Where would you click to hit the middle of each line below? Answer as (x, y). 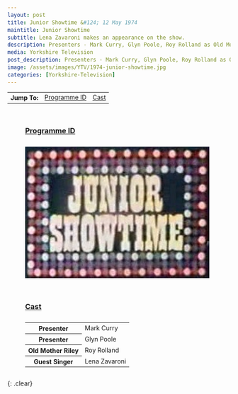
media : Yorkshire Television (50, 52)
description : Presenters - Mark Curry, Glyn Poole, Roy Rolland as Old (115, 45)
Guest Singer (53, 361)
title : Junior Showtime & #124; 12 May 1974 (73, 22)
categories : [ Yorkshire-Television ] (61, 74)
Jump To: (24, 98)
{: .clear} (20, 383)
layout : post (27, 15)
